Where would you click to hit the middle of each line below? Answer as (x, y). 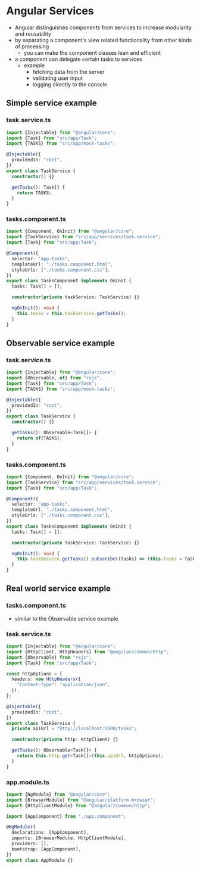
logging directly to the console (70, 84)
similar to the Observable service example (66, 618)
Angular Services (50, 11)
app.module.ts (28, 782)
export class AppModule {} (40, 860)
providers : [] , (30, 844)
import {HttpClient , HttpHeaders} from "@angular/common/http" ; (87, 652)
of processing (32, 46)
